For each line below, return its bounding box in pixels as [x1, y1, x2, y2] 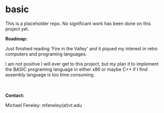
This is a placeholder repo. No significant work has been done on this [5, 20, 151, 26]
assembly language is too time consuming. [5, 71, 95, 77]
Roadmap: [5, 36, 28, 42]
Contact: [5, 92, 24, 98]
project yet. [5, 25, 30, 32]
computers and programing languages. [5, 51, 87, 57]
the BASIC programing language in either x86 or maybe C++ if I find [5, 66, 148, 72]
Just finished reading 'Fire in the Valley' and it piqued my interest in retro [5, 45, 158, 51]
